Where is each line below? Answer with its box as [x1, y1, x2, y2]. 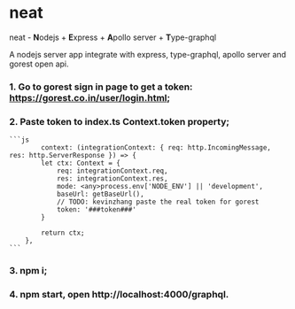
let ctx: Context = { [41, 158, 121, 168]
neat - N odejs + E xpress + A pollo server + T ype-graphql [9, 32, 217, 42]
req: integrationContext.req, [56, 166, 168, 175]
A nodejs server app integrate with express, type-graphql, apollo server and [9, 49, 286, 59]
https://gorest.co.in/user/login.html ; [9, 91, 171, 104]
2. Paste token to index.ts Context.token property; [9, 115, 230, 127]
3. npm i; [9, 265, 48, 277]
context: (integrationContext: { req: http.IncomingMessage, [41, 143, 272, 152]
